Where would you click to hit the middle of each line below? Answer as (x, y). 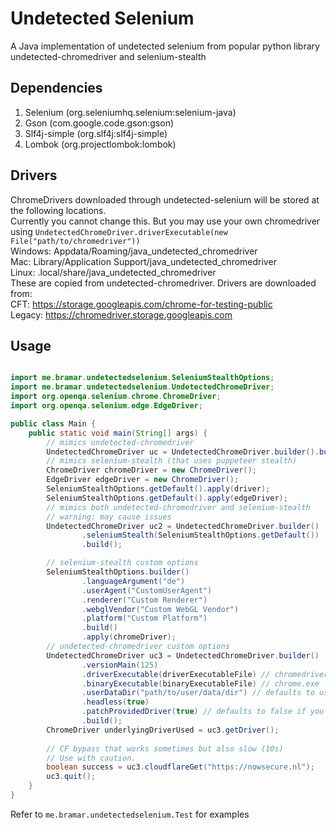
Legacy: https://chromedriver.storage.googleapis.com (121, 314)
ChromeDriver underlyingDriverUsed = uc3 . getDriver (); (163, 730)
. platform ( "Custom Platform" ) (144, 618)
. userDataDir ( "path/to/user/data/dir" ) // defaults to (198, 693)
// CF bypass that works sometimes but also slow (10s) (165, 748)
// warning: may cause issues (109, 517)
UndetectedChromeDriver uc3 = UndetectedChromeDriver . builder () (183, 655)
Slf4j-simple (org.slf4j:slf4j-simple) (96, 133)
